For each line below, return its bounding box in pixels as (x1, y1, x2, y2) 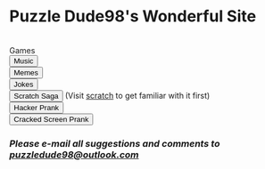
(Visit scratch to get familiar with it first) (64, 90, 211, 101)
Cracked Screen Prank (13, 114, 89, 124)
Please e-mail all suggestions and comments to (9, 137, 220, 149)
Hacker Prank (13, 102, 60, 112)
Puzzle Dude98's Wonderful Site (9, 6, 257, 27)
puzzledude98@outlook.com (9, 149, 139, 161)
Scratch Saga (13, 91, 60, 101)
